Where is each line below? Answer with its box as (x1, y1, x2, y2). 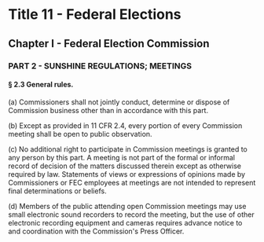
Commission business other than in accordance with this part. (8, 105, 209, 115)
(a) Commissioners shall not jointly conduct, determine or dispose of (8, 97, 230, 107)
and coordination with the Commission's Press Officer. (8, 226, 185, 236)
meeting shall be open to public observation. (8, 129, 152, 138)
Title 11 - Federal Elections (8, 5, 182, 24)
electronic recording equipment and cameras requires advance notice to (8, 218, 243, 227)
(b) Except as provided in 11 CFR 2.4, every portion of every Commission (8, 120, 243, 130)
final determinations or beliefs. (8, 186, 108, 196)
